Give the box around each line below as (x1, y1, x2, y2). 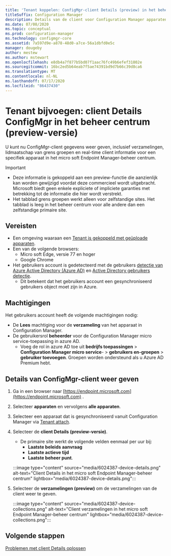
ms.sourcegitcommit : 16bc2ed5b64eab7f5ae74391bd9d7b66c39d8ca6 (5, 64, 142, 69)
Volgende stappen (5, 532, 65, 540)
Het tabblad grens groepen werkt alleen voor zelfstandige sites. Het (12, 196, 155, 202)
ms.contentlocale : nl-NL (5, 74, 58, 79)
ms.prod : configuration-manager (5, 31, 74, 36)
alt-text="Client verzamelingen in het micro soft (48, 506, 148, 512)
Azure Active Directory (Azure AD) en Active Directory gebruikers (12, 268, 150, 274)
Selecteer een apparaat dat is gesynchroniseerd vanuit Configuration (12, 413, 158, 419)
